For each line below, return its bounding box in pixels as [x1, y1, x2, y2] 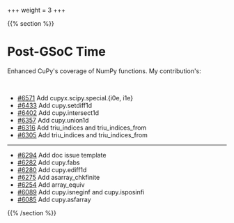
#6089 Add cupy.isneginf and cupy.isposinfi [17, 187, 145, 196]
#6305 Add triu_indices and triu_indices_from [17, 130, 148, 139]
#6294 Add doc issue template [17, 151, 107, 159]
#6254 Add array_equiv [17, 180, 85, 189]
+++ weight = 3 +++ [7, 6, 66, 14]
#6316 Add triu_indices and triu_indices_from [17, 123, 147, 132]
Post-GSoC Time [7, 44, 107, 60]
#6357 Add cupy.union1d [17, 116, 89, 124]
